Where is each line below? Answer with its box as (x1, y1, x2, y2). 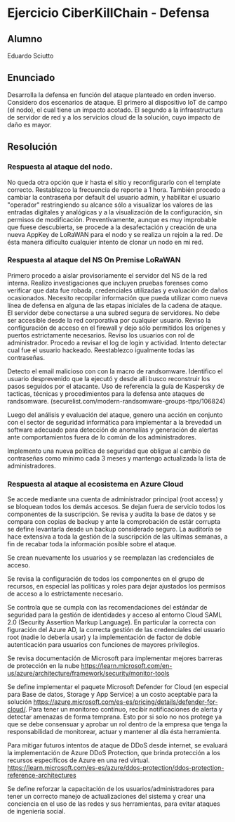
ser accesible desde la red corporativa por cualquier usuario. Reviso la (7, 316, 212, 324)
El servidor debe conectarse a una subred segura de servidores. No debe (7, 308, 220, 317)
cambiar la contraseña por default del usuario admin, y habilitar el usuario (7, 193, 220, 201)
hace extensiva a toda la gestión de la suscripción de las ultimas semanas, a (7, 532, 228, 541)
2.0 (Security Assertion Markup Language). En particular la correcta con (7, 618, 216, 627)
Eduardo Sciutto (7, 51, 54, 60)
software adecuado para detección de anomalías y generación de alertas (7, 425, 219, 434)
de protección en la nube (7, 662, 80, 670)
